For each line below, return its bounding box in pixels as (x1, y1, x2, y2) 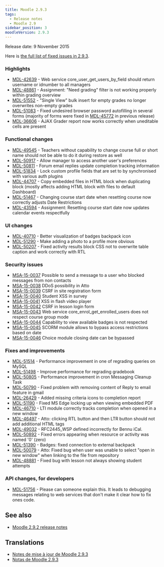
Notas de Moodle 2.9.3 (12, 557, 59, 563)
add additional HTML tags (12, 421, 65, 427)
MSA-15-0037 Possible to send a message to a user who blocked (12, 272, 144, 278)
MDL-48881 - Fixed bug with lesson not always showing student (12, 458, 142, 464)
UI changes (5, 222, 33, 229)
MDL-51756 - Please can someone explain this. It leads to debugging (12, 486, 151, 492)
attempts (12, 463, 30, 469)
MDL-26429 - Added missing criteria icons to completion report (12, 395, 141, 401)
